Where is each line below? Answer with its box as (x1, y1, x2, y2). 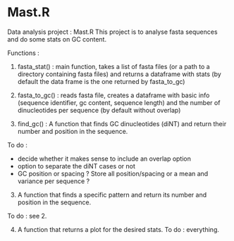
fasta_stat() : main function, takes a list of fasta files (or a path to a (17, 62, 210, 70)
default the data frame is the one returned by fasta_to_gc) (17, 77, 185, 85)
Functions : (7, 49, 40, 57)
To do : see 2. (7, 211, 47, 220)
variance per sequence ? (17, 177, 90, 185)
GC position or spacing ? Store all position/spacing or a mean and (17, 169, 209, 178)
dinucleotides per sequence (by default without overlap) (17, 106, 181, 114)
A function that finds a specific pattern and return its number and (17, 190, 207, 199)
